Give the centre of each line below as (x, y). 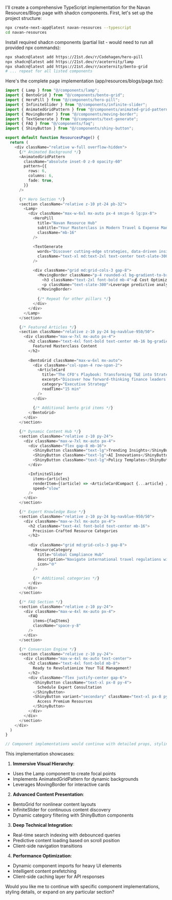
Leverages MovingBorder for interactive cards (61, 784)
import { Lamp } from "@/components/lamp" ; (52, 91)
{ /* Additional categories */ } (66, 578)
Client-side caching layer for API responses (59, 876)
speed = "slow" (46, 488)
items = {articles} (51, 479)
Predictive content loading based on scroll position (66, 841)
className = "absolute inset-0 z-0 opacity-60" (73, 161)
